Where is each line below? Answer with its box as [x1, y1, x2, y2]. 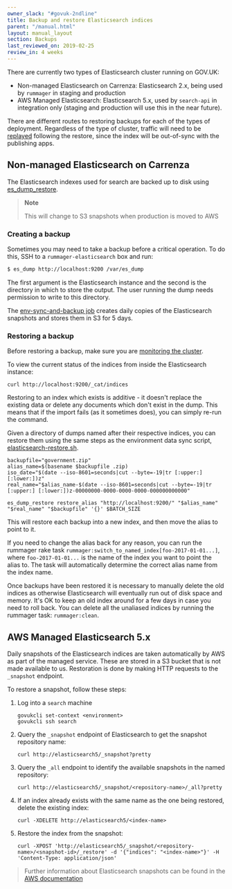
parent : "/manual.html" [7, 23, 76, 30]
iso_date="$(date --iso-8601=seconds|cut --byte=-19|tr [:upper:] [7, 469, 203, 476]
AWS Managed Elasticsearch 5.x [7, 631, 151, 643]
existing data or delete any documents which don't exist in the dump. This [7, 400, 218, 409]
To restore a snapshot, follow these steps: [7, 685, 127, 693]
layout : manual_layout [7, 29, 73, 37]
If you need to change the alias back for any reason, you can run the [7, 539, 202, 547]
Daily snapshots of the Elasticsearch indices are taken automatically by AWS [7, 650, 225, 658]
